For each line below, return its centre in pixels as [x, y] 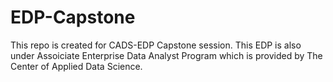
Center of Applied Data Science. [76, 66]
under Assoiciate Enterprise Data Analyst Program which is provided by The [166, 55]
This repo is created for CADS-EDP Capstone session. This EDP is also [156, 45]
